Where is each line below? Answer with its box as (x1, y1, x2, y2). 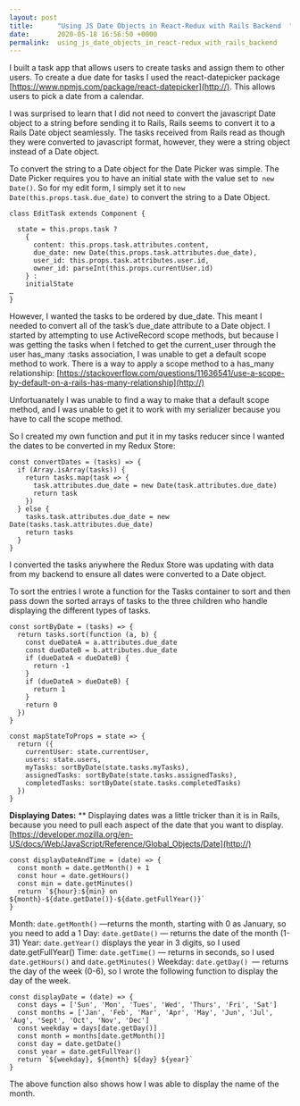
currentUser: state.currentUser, (25, 748, 150, 757)
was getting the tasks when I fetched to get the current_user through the (9, 339, 277, 350)
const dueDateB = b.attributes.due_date (25, 646, 178, 655)
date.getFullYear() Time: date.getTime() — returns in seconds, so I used (9, 947, 275, 958)
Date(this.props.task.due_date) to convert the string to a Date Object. (9, 192, 271, 203)
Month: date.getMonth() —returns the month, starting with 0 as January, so (9, 918, 287, 929)
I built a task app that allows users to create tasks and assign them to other (9, 63, 286, 73)
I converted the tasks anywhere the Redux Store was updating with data (9, 559, 274, 570)
